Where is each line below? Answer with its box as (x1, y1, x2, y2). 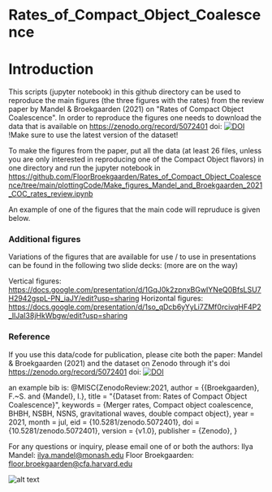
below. (8, 214, 31, 223)
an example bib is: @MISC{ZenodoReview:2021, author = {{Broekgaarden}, (8, 382, 260, 392)
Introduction (8, 60, 94, 79)
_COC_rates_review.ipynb (8, 189, 93, 199)
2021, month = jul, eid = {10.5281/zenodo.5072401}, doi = (8, 416, 201, 427)
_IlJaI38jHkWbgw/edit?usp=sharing (8, 311, 128, 321)
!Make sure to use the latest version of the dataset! (8, 130, 179, 140)
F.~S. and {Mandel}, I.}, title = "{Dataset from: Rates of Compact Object (8, 391, 248, 401)
